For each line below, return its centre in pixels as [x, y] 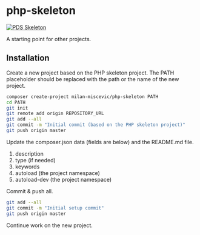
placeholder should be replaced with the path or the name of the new [93, 79]
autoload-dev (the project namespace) [63, 179]
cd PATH [16, 102]
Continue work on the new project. [49, 225]
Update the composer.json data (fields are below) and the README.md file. [100, 142]
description [29, 154]
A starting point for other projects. [49, 39]
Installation [28, 58]
